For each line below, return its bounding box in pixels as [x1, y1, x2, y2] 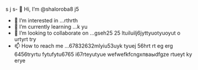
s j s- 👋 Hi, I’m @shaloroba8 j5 [5, 6, 79, 12]
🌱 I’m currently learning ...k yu [14, 24, 88, 30]
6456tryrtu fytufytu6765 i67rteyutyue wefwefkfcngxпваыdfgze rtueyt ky [14, 51, 193, 58]
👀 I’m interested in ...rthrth [14, 17, 78, 24]
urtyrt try [14, 36, 37, 42]
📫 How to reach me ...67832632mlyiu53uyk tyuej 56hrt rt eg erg [14, 42, 173, 49]
